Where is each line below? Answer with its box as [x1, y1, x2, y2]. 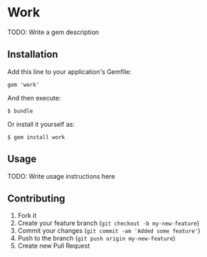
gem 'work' [7, 81, 40, 88]
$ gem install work [7, 133, 65, 141]
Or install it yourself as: [7, 120, 75, 128]
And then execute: [7, 93, 61, 102]
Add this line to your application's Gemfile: [7, 67, 132, 75]
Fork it [17, 211, 37, 220]
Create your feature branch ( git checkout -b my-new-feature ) [17, 219, 200, 228]
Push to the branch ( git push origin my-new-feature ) [17, 234, 176, 243]
